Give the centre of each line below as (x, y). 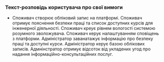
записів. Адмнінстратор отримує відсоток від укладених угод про (81, 49)
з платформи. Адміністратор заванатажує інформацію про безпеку (82, 39)
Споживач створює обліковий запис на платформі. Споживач (77, 18)
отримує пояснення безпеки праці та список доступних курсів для (82, 23)
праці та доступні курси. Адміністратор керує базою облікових (78, 44)
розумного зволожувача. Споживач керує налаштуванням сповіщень (85, 34)
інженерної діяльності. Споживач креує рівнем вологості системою (84, 28)
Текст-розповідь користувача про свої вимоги (64, 7)
